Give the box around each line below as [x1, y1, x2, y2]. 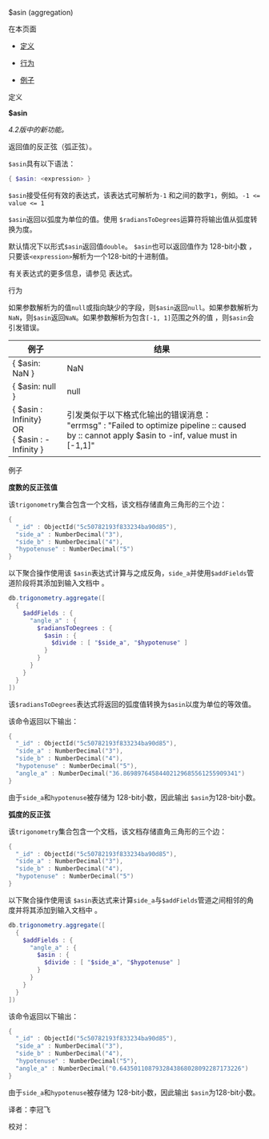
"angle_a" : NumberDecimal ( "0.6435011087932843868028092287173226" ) [15, 1064, 249, 1072]
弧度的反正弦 [8, 810, 50, 819]
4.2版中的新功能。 [8, 125, 69, 134]
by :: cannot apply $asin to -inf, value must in [66, 430, 238, 441]
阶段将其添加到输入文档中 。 [14, 578, 109, 588]
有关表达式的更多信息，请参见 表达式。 [8, 269, 137, 278]
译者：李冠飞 [8, 1105, 50, 1114]
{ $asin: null [12, 381, 56, 392]
